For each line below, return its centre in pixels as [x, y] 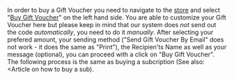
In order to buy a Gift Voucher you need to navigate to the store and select [114, 10]
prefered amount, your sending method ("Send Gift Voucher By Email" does [116, 40]
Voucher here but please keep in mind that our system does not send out [112, 25]
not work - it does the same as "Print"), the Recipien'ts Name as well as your [117, 47]
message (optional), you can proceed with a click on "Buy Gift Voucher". [111, 54]
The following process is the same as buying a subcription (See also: [106, 62]
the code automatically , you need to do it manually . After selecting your [110, 32]
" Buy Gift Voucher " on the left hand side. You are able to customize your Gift [117, 17]
